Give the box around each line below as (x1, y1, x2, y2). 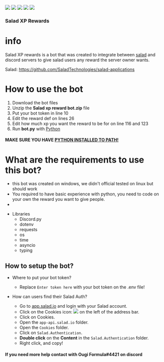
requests (19, 227, 38, 233)
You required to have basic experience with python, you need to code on (12, 191, 159, 197)
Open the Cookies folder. (19, 325, 69, 331)
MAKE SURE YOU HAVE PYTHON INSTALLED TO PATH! (5, 137, 119, 143)
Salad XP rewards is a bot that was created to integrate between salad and (5, 51, 156, 57)
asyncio (19, 242, 36, 248)
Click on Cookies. (19, 314, 55, 320)
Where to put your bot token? (12, 275, 72, 281)
